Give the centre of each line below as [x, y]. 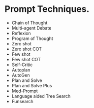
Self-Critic [22, 65]
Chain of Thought [30, 23]
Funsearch [23, 101]
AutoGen [21, 75]
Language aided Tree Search [41, 96]
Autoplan [21, 70]
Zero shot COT [27, 49]
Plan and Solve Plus [32, 85]
